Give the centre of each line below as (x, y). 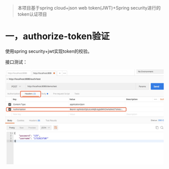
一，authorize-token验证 (57, 36)
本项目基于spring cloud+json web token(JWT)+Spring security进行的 (89, 8)
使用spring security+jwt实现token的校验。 (49, 51)
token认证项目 (32, 14)
